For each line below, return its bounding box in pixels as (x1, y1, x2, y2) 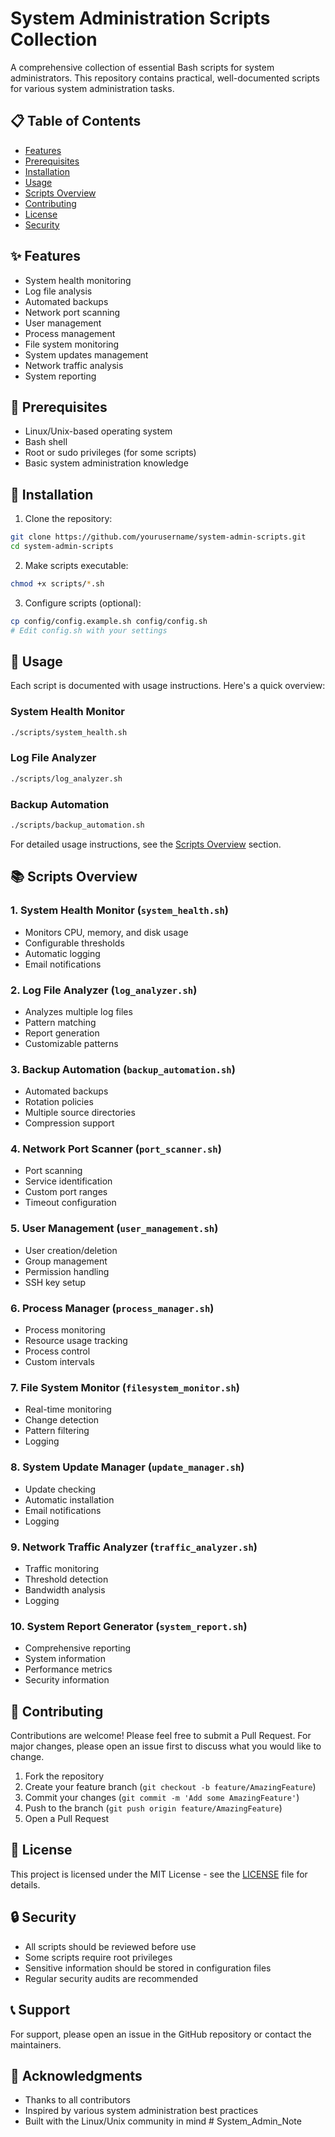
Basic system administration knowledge (24, 457, 189, 469)
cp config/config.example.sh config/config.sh (10, 616, 208, 626)
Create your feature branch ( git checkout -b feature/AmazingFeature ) (24, 1781, 317, 1793)
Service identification (24, 1175, 113, 1187)
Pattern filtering (24, 1425, 90, 1437)
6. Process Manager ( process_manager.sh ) (10, 1301, 215, 1315)
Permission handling (24, 1265, 110, 1277)
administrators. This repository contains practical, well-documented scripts (10, 72, 320, 84)
